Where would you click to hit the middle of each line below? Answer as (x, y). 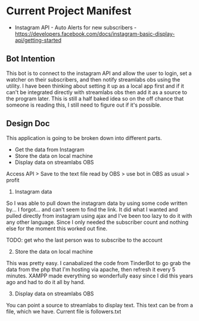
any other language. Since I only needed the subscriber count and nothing (97, 222)
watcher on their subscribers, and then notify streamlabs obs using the (93, 79)
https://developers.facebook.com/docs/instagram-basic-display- (95, 33)
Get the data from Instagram (49, 149)
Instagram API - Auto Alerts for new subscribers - (76, 27)
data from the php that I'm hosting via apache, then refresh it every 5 (91, 269)
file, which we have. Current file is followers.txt (64, 311)
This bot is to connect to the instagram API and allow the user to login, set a (99, 73)
